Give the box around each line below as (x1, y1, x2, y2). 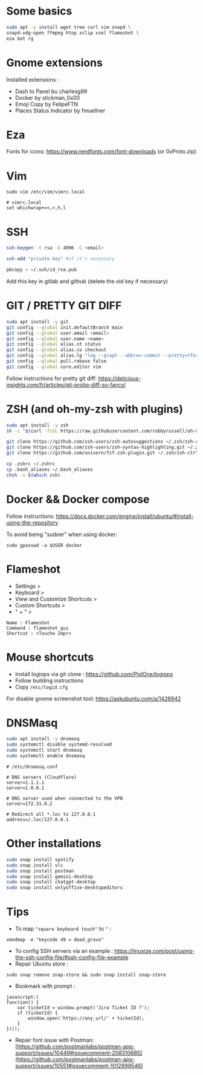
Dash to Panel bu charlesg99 (14, 88, 88, 95)
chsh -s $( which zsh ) (6, 472, 61, 478)
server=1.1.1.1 (6, 780, 45, 786)
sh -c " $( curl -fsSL (6, 428, 59, 434)
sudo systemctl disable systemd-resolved (6, 741, 112, 747)
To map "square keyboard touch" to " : (14, 925, 112, 932)
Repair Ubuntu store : (14, 960, 68, 967)
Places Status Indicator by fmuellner (14, 107, 106, 114)
